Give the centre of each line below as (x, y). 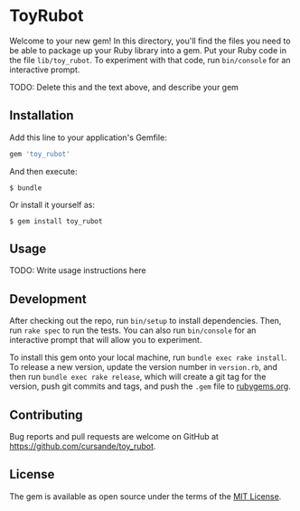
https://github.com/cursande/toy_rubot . (83, 446)
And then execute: (43, 171)
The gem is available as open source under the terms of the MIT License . (145, 496)
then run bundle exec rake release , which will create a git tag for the (138, 377)
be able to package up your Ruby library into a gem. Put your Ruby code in (148, 50)
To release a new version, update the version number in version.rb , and (144, 367)
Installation (42, 115)
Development (48, 299)
